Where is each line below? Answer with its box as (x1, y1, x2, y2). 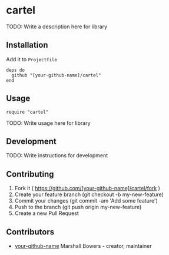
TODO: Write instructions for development (6, 152, 108, 159)
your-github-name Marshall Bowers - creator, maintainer (14, 243, 152, 249)
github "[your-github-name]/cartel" (11, 72, 101, 78)
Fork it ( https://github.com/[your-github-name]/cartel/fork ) (14, 185, 161, 192)
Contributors (6, 227, 55, 237)
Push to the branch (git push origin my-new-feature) (14, 204, 142, 211)
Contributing (6, 169, 54, 179)
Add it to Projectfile (6, 55, 58, 62)
